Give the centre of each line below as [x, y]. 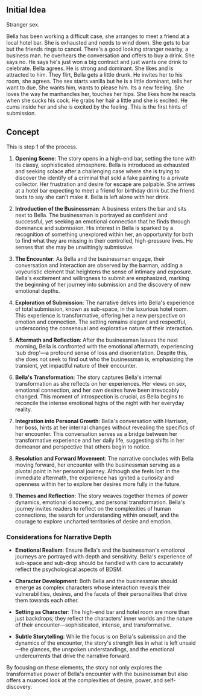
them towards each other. [47, 600]
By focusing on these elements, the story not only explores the [84, 667]
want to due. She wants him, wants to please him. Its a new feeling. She [95, 88]
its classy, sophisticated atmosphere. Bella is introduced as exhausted [102, 165]
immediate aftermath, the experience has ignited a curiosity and [94, 477]
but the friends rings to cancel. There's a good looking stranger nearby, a [97, 49]
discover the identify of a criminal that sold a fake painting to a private [102, 177]
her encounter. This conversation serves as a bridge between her [96, 433]
